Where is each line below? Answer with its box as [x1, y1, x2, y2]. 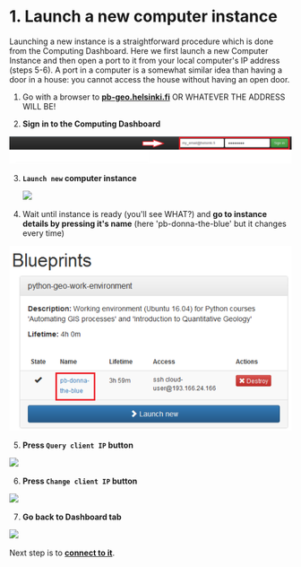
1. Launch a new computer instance [9, 6, 278, 27]
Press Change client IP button [21, 475, 138, 486]
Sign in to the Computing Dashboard [21, 118, 161, 129]
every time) [21, 227, 65, 239]
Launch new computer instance [21, 172, 137, 183]
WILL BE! [21, 100, 56, 111]
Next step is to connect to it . [9, 547, 115, 558]
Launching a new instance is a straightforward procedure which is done [9, 36, 274, 47]
